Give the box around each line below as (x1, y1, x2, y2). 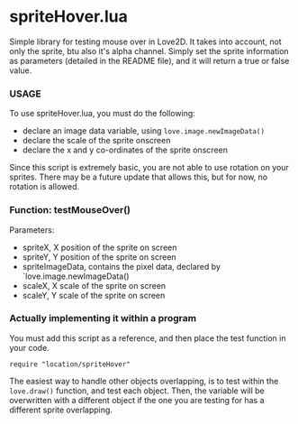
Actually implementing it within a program (9, 312, 196, 325)
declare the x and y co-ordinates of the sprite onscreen (22, 144, 228, 155)
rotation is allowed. (9, 181, 79, 192)
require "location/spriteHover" (9, 359, 131, 369)
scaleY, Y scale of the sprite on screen (22, 290, 166, 300)
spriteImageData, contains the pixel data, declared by (22, 261, 221, 272)
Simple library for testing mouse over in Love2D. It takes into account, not (9, 36, 282, 47)
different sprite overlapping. (9, 404, 113, 415)
